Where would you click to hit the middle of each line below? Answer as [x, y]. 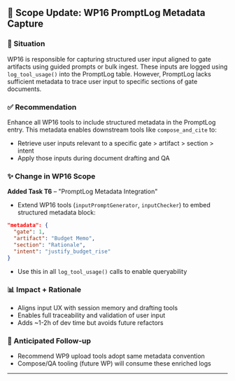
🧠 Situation [26, 44]
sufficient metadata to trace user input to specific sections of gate [102, 81]
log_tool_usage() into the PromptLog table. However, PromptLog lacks [109, 74]
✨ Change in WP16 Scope [51, 176]
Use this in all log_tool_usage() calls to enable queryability [102, 271]
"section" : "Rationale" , [50, 245]
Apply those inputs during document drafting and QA [93, 158]
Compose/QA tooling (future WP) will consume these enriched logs [114, 363]
